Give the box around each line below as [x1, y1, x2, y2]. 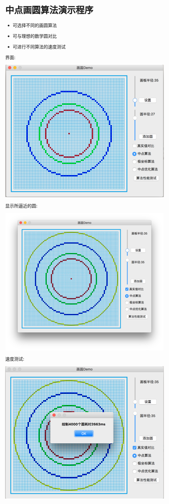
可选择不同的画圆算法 [12, 22, 57, 28]
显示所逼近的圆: [5, 203, 38, 209]
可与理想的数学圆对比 [12, 33, 57, 39]
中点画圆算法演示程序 [5, 5, 94, 16]
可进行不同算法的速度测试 [12, 43, 66, 49]
